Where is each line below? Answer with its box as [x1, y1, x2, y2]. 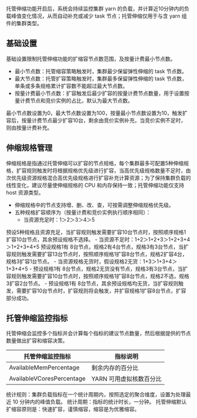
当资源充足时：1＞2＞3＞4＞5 [23, 216, 95, 223]
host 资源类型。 [6, 189, 44, 196]
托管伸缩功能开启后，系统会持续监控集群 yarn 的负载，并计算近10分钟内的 [6, 5, 185, 12]
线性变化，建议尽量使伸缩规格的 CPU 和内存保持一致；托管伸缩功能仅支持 [6, 181, 185, 189]
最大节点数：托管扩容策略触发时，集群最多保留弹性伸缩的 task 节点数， [14, 75, 188, 82]
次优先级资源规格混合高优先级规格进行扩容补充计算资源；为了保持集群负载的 [6, 174, 191, 181]
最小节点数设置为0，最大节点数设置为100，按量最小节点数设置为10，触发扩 [6, 109, 188, 116]
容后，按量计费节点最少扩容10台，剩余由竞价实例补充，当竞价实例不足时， [6, 117, 186, 124]
